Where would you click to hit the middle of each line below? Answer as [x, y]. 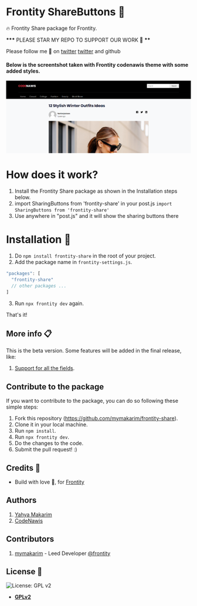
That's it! [17, 314]
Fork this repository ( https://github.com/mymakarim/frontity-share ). [96, 419]
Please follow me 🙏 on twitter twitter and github [63, 51]
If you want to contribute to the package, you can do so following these [92, 401]
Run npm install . [35, 431]
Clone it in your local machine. [51, 424]
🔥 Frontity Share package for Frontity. [52, 28]
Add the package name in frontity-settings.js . [73, 262]
